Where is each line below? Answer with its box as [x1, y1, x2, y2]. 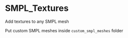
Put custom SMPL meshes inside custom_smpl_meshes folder [5, 28, 123, 33]
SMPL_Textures [5, 3, 69, 14]
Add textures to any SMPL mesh [5, 19, 69, 24]
